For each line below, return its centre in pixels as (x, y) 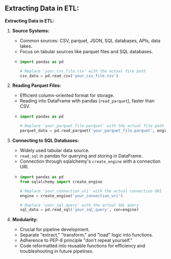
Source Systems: (31, 31)
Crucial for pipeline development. (55, 229)
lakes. (26, 46)
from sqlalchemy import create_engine (61, 182)
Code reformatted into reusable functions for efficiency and (82, 246)
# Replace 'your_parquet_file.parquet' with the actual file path (92, 126)
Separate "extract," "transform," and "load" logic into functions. (87, 235)
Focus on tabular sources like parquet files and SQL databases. (86, 51)
